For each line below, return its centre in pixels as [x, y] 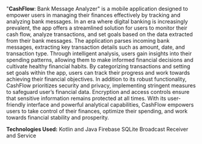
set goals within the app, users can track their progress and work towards [98, 73]
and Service [21, 136]
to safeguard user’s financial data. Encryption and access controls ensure [98, 92]
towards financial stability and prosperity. [58, 117]
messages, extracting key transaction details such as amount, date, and [96, 47]
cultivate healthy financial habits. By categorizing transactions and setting [98, 66]
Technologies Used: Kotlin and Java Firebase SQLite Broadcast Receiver [97, 129]
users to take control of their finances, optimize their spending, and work [97, 111]
